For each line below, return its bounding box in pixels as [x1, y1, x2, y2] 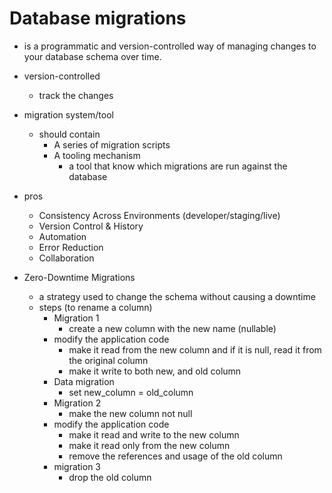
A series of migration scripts [53, 138, 171, 151]
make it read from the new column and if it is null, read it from [68, 343, 322, 356]
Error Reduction [38, 241, 104, 253]
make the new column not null [68, 407, 193, 419]
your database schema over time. [23, 50, 162, 62]
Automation [38, 230, 87, 242]
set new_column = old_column [68, 386, 194, 398]
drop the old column [68, 471, 152, 483]
